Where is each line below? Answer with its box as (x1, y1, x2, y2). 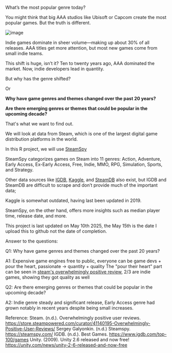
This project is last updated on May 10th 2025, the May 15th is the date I (5, 223, 157, 229)
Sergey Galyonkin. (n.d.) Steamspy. (56, 326, 131, 332)
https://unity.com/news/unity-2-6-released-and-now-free (5, 342, 127, 348)
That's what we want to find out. (5, 121, 74, 127)
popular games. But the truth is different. (5, 20, 91, 26)
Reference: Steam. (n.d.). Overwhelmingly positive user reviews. (5, 315, 141, 321)
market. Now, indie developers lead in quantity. (5, 66, 104, 72)
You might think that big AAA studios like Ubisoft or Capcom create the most (5, 14, 167, 20)
